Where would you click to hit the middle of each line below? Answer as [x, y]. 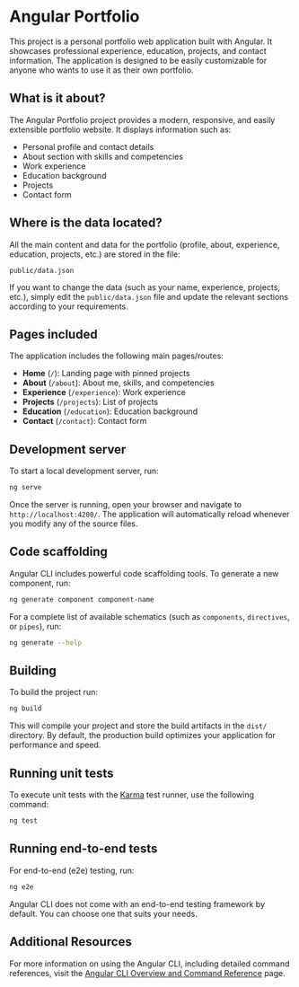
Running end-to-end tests [84, 849]
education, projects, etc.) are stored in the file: [95, 254]
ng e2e [22, 886]
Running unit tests [62, 773]
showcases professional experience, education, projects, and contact [138, 50]
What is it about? [57, 98]
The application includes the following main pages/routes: [117, 356]
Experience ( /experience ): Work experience [104, 392]
